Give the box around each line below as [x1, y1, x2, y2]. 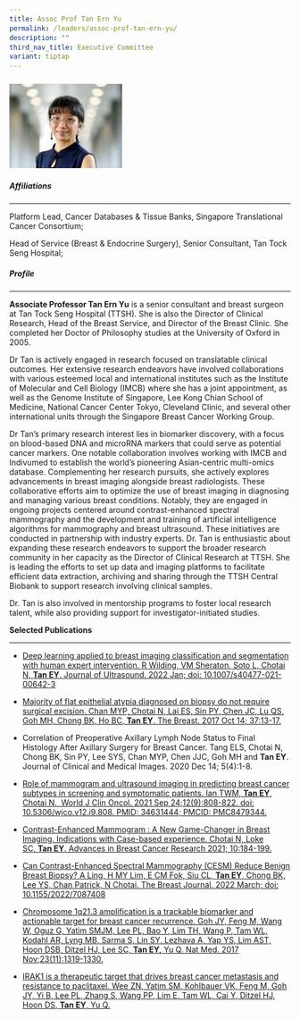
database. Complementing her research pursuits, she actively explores [9, 466, 270, 477]
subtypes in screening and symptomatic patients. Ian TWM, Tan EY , [21, 787, 272, 798]
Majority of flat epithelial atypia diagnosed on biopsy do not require [21, 695, 271, 706]
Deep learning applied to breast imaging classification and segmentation [21, 650, 289, 661]
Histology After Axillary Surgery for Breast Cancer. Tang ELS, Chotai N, [21, 742, 283, 753]
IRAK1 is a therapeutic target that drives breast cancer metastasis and [21, 971, 279, 981]
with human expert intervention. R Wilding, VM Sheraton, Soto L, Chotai [21, 660, 286, 670]
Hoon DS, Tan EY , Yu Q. [21, 999, 111, 1010]
